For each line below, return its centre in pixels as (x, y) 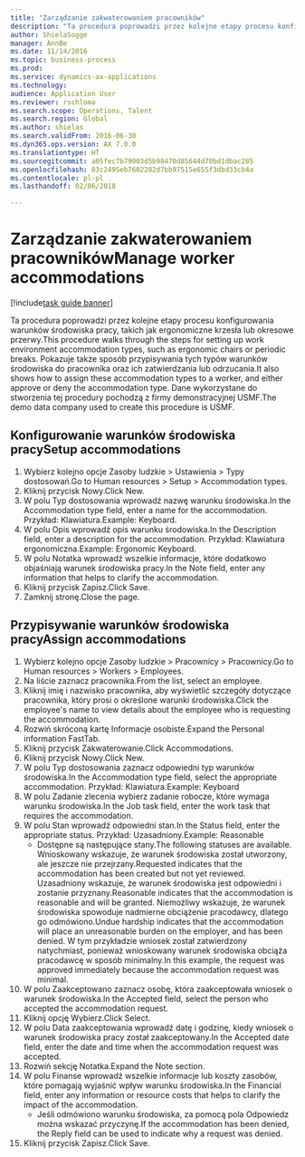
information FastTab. (62, 738)
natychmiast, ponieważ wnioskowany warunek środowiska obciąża (162, 950)
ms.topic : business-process (63, 60)
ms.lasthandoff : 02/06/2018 (63, 187)
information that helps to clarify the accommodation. (121, 578)
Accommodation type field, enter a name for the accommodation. (145, 510)
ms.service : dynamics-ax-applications (83, 77)
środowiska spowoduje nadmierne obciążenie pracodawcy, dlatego (162, 911)
